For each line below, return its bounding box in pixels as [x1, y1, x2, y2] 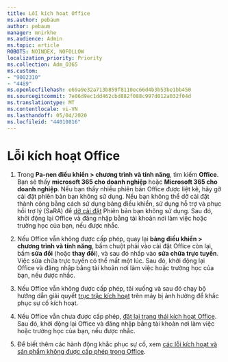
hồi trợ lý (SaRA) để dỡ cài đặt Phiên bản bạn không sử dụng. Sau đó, [16, 207, 213, 215]
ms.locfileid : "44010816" [7, 118, 81, 125]
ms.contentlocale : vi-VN [7, 106, 78, 112]
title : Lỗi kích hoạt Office [7, 10, 90, 17]
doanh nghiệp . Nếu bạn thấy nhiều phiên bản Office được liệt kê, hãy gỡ [16, 185, 221, 193]
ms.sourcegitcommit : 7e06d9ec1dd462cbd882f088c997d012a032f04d [7, 93, 192, 100]
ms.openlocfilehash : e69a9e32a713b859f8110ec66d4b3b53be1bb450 [7, 86, 192, 93]
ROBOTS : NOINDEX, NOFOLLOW [7, 49, 84, 56]
